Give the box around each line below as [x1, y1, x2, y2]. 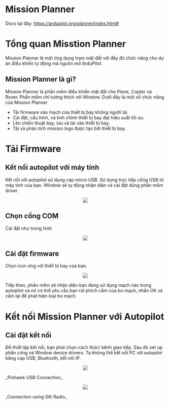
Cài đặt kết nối [5, 331, 52, 340]
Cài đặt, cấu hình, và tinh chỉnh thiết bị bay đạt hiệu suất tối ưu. [12, 114, 145, 120]
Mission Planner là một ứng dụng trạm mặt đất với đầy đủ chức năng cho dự [5, 55, 164, 61]
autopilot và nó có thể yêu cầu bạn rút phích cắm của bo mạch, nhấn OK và [5, 288, 163, 294]
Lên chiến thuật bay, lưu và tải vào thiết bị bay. [12, 120, 110, 126]
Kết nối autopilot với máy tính [5, 163, 99, 172]
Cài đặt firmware [5, 249, 59, 258]
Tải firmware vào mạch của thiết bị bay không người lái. [12, 109, 128, 115]
